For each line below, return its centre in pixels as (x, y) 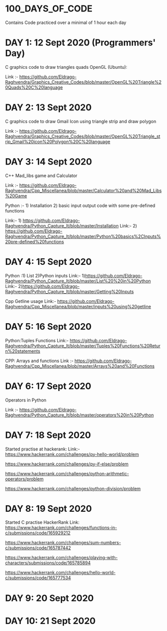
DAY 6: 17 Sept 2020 (48, 386)
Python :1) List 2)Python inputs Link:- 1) (45, 275)
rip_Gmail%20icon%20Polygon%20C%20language (58, 141)
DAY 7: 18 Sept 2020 (48, 435)
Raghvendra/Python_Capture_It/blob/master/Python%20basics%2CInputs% (83, 236)
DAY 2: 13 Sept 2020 (48, 107)
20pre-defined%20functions (35, 241)
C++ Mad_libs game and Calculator (41, 176)
